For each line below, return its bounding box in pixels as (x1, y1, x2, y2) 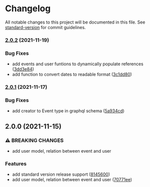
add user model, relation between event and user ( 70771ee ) (12, 177, 132, 183)
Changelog (5, 3, 51, 14)
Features (5, 160, 27, 167)
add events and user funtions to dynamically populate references (12, 61, 144, 67)
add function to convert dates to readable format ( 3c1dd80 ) (12, 72, 132, 78)
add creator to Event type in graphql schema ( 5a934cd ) (12, 108, 125, 114)
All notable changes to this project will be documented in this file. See (5, 19, 146, 25)
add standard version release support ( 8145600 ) (12, 171, 110, 177)
